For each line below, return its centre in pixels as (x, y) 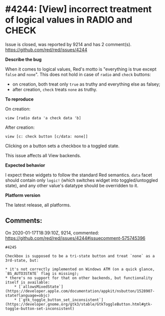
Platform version (23, 195)
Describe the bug (23, 59)
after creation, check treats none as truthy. (55, 89)
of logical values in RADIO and (69, 20)
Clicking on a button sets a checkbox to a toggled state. (62, 146)
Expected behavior (25, 165)
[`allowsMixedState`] (41, 286)
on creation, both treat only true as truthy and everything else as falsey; (86, 84)
